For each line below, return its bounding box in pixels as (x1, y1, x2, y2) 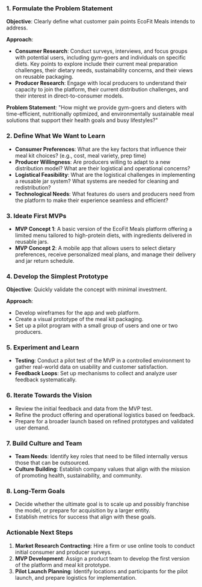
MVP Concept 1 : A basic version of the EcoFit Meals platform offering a (14, 225, 192, 232)
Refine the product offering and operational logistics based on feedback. (14, 411, 195, 419)
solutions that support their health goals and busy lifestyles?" (6, 117, 158, 124)
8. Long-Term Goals (6, 487, 65, 495)
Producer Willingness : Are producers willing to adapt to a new (14, 158, 171, 165)
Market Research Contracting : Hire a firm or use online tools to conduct (14, 542, 195, 549)
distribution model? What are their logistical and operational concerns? (14, 164, 191, 172)
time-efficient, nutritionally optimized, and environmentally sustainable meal (6, 110, 194, 118)
